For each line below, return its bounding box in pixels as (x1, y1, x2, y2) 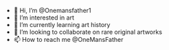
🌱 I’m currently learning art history (13, 21, 111, 28)
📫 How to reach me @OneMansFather (13, 36, 124, 43)
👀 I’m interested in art (13, 14, 74, 22)
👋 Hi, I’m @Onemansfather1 (13, 7, 91, 14)
